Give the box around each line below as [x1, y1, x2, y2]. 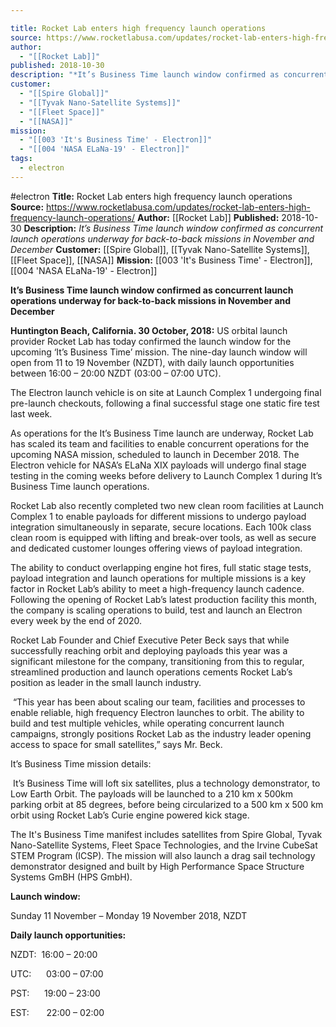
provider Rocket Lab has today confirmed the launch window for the [10, 335, 292, 347]
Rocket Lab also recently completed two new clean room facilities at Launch [10, 499, 324, 511]
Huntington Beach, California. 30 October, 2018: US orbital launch [10, 324, 288, 336]
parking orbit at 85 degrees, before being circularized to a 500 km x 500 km [10, 798, 324, 810]
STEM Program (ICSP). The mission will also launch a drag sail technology [10, 849, 316, 861]
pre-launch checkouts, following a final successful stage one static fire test [10, 397, 320, 409]
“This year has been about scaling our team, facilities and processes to [12, 696, 306, 708]
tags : [10, 154, 33, 164]
